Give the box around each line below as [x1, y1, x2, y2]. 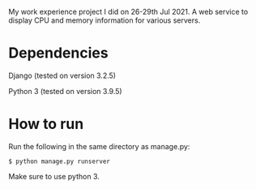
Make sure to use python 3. [8, 171, 100, 181]
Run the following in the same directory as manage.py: [8, 141, 190, 151]
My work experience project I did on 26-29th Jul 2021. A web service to [8, 7, 249, 16]
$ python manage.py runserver [8, 157, 111, 165]
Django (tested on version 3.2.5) [8, 71, 116, 80]
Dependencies [8, 44, 109, 62]
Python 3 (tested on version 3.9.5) [8, 86, 123, 96]
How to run [8, 115, 84, 133]
